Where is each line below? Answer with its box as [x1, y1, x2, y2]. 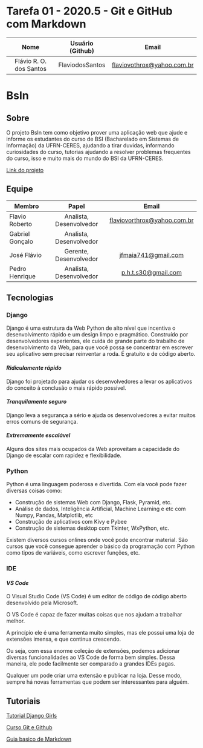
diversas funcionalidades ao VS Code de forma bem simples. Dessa [6, 653, 175, 661]
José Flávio [9, 250, 42, 259]
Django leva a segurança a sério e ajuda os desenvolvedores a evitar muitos [6, 411, 196, 419]
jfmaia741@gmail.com [119, 250, 184, 259]
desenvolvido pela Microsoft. [6, 599, 79, 607]
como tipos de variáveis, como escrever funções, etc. [6, 549, 140, 556]
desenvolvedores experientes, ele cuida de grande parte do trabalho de [6, 338, 185, 345]
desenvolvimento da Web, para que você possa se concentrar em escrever [6, 344, 193, 351]
